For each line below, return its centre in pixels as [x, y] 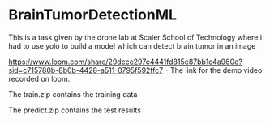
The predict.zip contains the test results [75, 110]
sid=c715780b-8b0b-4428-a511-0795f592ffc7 [86, 70]
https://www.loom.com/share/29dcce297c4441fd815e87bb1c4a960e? [126, 61]
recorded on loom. [39, 78]
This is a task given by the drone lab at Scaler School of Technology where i [135, 37]
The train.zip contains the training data [73, 94]
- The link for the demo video [214, 70]
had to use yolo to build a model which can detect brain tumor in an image [132, 45]
